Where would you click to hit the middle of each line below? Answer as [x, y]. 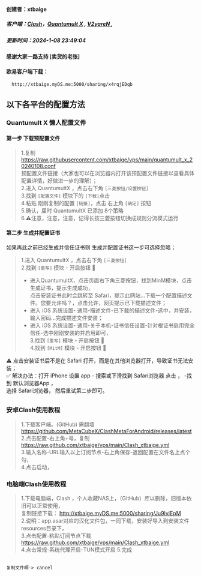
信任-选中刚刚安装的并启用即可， [71, 332]
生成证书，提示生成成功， [61, 287]
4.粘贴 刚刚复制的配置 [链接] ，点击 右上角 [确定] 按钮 [86, 203]
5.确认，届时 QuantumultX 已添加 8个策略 [72, 211]
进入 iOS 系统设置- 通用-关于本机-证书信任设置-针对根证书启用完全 [112, 325]
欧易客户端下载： [27, 71]
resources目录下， [44, 528]
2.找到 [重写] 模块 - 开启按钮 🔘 [58, 268]
